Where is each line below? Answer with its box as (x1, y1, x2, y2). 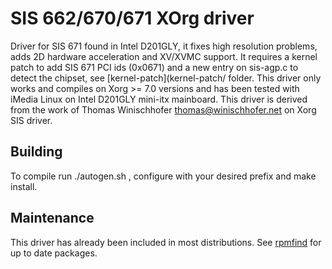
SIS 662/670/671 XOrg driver (10, 7, 255, 30)
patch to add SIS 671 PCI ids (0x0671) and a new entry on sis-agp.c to (10, 61, 299, 73)
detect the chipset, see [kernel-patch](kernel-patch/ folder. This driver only (10, 72, 322, 84)
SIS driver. (10, 114, 53, 126)
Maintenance (10, 210, 95, 227)
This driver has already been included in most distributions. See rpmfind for (10, 236, 322, 248)
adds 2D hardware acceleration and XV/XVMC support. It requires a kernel (10, 50, 318, 62)
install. (10, 180, 38, 192)
